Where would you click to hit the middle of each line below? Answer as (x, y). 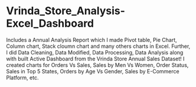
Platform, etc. (22, 78)
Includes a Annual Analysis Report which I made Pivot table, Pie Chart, (92, 40)
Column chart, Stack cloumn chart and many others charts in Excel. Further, (98, 46)
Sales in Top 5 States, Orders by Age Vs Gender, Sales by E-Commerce (93, 71)
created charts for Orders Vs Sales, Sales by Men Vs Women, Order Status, (97, 65)
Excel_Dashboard (50, 23)
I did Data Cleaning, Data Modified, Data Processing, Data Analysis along (95, 52)
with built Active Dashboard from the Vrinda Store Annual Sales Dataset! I (95, 59)
